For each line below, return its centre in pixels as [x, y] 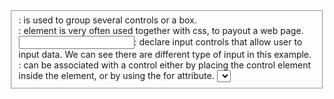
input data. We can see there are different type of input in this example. [165, 54]
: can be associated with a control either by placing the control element [165, 65]
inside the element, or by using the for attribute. [116, 75]
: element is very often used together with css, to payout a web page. [161, 30]
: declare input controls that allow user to [218, 41]
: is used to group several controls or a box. [107, 20]
